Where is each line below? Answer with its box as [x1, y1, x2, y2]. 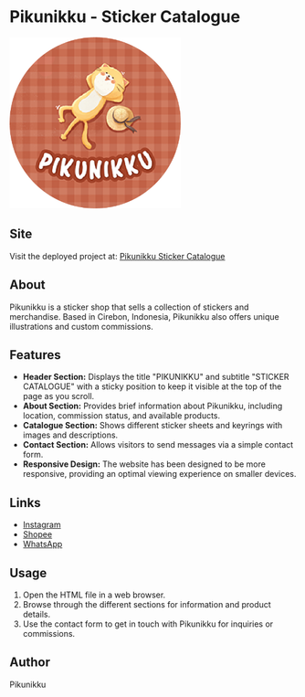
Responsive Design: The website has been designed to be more [22, 459, 267, 470]
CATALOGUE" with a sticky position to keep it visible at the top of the [22, 381, 282, 392]
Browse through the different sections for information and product [22, 599, 271, 609]
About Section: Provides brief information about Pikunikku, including [22, 400, 283, 412]
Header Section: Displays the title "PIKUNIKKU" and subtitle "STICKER [22, 372, 289, 383]
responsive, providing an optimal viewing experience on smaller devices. [22, 469, 297, 480]
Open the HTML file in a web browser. [22, 589, 166, 600]
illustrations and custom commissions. [9, 321, 153, 332]
